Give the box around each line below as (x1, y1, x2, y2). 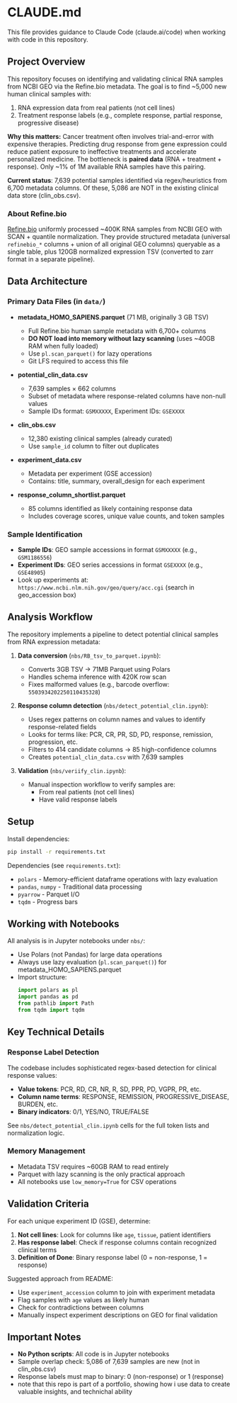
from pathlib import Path (17, 1000, 94, 1007)
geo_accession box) (17, 591, 76, 599)
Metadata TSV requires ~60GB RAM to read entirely (17, 1162, 169, 1171)
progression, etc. (28, 738, 78, 746)
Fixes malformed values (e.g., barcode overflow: (28, 680, 170, 688)
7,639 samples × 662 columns (28, 384, 117, 393)
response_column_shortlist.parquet (17, 490, 126, 499)
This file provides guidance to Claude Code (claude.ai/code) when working (7, 28, 226, 36)
